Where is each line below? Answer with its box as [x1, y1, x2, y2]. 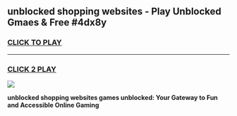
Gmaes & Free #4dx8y [7, 17, 107, 29]
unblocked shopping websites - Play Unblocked [7, 6, 222, 18]
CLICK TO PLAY [7, 38, 62, 48]
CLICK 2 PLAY [7, 64, 56, 74]
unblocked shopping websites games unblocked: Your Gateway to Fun [7, 93, 219, 101]
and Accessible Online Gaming [7, 101, 99, 109]
